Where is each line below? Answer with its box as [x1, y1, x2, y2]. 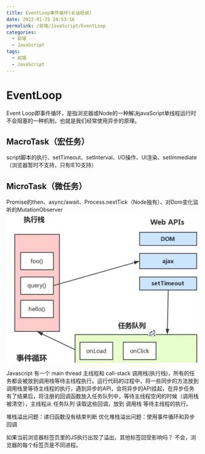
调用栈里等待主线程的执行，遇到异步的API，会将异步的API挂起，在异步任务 [6, 385, 195, 392]
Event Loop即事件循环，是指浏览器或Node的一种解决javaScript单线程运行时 [6, 109, 196, 117]
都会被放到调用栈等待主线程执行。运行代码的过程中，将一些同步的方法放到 [11, 377, 199, 384]
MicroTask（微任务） [6, 181, 87, 192]
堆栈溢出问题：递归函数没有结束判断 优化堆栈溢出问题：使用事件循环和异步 [6, 413, 195, 420]
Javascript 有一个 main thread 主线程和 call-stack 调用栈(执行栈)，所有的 [6, 370, 190, 377]
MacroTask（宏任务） [6, 136, 90, 146]
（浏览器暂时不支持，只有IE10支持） [6, 162, 97, 169]
